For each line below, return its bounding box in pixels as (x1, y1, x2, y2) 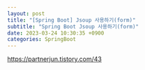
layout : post (7, 10, 45, 17)
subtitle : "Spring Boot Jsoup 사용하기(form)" (7, 23, 139, 30)
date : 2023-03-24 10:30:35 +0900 (7, 29, 105, 37)
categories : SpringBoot (7, 36, 77, 43)
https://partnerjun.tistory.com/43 (7, 55, 102, 63)
